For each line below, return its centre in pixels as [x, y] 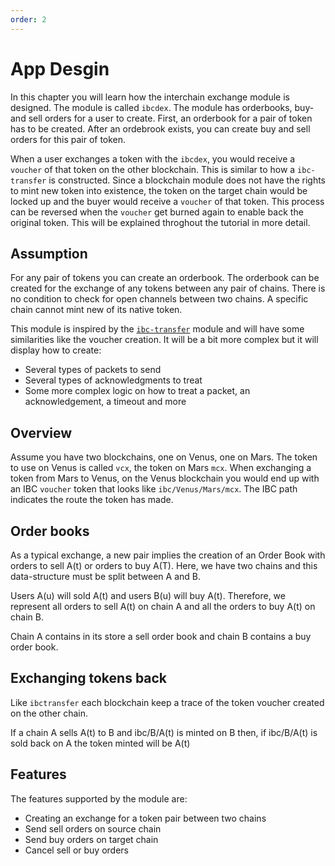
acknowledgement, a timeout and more [105, 402]
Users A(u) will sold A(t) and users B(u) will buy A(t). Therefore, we [148, 595]
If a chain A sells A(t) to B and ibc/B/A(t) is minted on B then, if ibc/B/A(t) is [164, 732]
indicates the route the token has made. [92, 500]
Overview [41, 432]
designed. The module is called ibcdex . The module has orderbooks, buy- [162, 107]
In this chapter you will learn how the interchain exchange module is [150, 97]
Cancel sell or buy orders [77, 850]
